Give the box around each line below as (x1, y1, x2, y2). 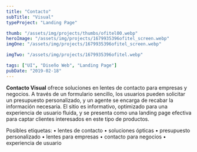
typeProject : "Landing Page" (6, 19, 78, 25)
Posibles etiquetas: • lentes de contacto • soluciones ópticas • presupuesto (6, 127, 191, 134)
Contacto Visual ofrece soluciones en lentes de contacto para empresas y (6, 84, 187, 91)
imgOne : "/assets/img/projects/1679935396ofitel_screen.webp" (6, 41, 162, 47)
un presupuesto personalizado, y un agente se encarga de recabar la (6, 97, 173, 104)
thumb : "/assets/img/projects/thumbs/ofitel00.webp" (6, 30, 138, 36)
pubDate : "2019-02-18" (6, 68, 62, 74)
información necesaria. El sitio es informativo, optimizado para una (6, 103, 168, 110)
